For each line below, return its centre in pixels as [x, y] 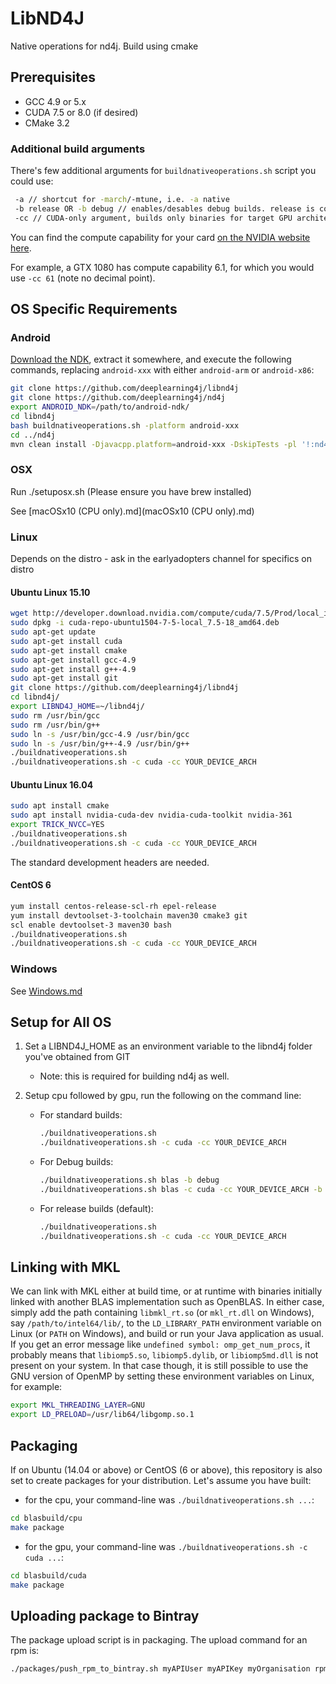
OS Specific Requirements [94, 309]
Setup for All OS [61, 1022]
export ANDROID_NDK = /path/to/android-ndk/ [100, 407]
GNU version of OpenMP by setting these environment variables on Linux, [162, 1376]
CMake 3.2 [47, 123]
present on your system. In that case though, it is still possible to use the [159, 1366]
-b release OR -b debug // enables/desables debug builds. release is [164, 208]
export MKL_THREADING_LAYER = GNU [77, 1405]
